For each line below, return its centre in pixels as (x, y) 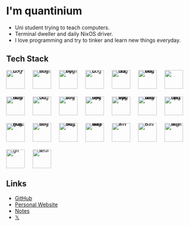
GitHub (23, 198)
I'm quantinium (44, 11)
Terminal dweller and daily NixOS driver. (64, 33)
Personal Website (36, 205)
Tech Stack (27, 59)
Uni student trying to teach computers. (62, 27)
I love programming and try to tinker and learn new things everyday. (98, 40)
